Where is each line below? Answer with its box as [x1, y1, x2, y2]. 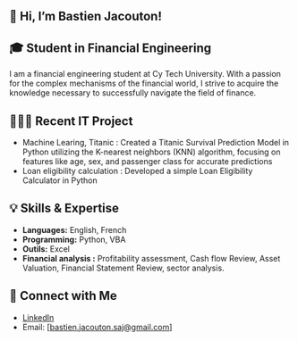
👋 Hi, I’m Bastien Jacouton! [9, 9, 163, 24]
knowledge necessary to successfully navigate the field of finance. [9, 87, 257, 98]
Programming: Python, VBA [21, 234, 126, 245]
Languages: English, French [21, 224, 127, 235]
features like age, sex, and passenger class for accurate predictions [21, 156, 273, 167]
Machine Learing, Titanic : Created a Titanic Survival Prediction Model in [21, 137, 289, 148]
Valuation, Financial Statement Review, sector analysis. [21, 262, 226, 273]
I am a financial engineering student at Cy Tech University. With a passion [9, 69, 282, 79]
